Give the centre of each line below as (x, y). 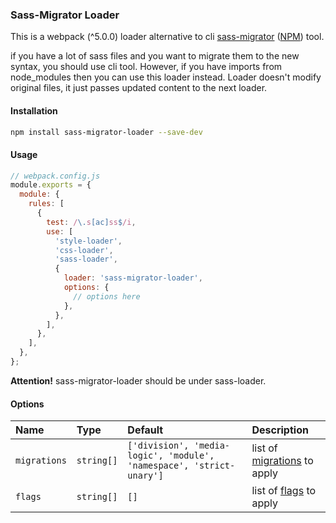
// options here (107, 296)
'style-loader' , (88, 241)
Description (280, 430)
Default (145, 430)
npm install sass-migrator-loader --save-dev (106, 132)
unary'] (145, 476)
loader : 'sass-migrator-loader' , (133, 278)
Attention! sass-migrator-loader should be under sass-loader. (138, 380)
